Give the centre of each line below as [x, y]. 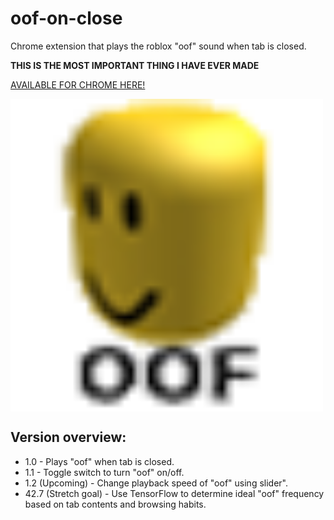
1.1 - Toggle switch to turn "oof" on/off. [104, 472]
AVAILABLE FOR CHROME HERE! [78, 84]
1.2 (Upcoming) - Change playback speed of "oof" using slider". [156, 483]
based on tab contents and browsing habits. [115, 504]
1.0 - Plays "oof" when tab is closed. [99, 461]
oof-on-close [66, 18]
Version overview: [68, 437]
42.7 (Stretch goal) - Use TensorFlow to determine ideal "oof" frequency [174, 493]
